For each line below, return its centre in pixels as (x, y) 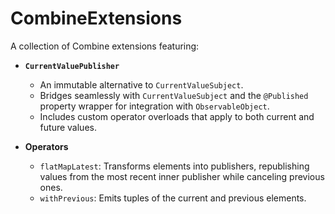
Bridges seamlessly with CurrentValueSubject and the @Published (174, 95)
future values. (68, 127)
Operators (46, 146)
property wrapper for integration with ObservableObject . (154, 106)
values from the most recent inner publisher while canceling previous (182, 176)
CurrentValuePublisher (72, 66)
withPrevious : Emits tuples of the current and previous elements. (173, 198)
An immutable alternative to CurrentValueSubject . (141, 84)
